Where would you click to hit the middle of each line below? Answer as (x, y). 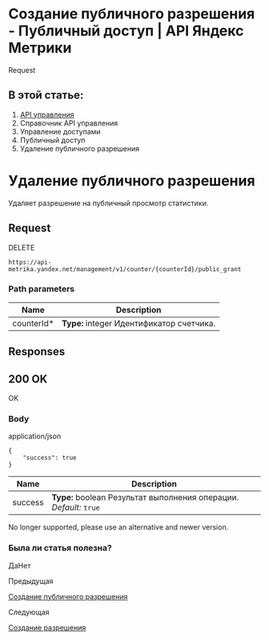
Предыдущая (31, 581)
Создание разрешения (47, 627)
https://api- (30, 262)
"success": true (50, 458)
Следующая (29, 612)
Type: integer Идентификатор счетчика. (139, 323)
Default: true (76, 507)
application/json (35, 436)
